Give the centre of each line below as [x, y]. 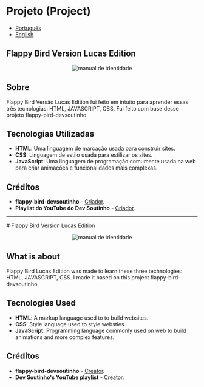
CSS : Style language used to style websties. [70, 324]
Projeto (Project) [49, 11]
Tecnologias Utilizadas [50, 134]
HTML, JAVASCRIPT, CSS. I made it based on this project [78, 277]
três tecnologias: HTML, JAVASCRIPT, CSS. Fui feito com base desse [93, 108]
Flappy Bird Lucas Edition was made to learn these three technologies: [94, 271]
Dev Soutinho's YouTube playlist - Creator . [70, 377]
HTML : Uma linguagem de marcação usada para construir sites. [95, 149]
